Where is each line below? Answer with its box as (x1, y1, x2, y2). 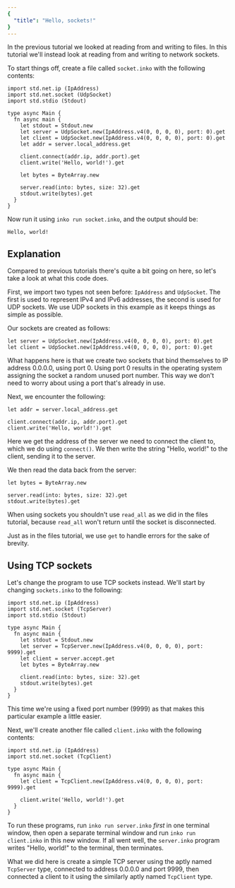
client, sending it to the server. (7, 452, 96, 461)
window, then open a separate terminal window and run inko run (7, 829, 196, 837)
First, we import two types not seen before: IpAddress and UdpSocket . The (7, 288, 221, 297)
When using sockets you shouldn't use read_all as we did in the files (7, 510, 208, 519)
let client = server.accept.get (20, 655, 115, 662)
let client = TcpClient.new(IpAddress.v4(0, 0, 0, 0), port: (20, 778, 203, 785)
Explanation (7, 248, 61, 260)
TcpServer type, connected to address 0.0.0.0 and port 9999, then (7, 865, 200, 873)
